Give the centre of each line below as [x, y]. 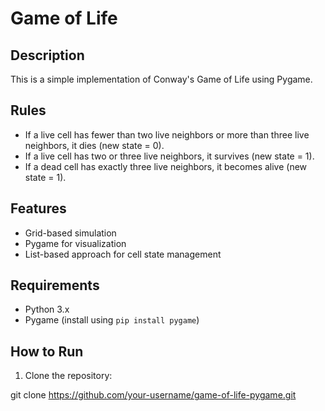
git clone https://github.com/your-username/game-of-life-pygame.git [153, 395]
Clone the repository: [68, 376]
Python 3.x [47, 309]
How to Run [47, 351]
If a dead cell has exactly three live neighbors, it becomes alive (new [166, 166]
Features [38, 208]
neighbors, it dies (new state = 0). [94, 145]
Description [47, 55]
